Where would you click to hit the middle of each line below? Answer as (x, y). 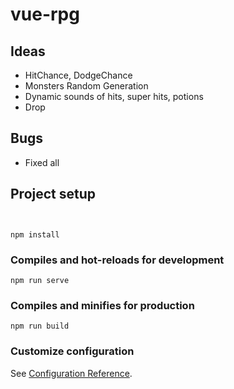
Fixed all (42, 162)
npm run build (40, 326)
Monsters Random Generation (86, 86)
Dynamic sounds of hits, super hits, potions (114, 96)
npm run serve (40, 280)
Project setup (53, 194)
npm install (35, 234)
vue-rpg (45, 14)
